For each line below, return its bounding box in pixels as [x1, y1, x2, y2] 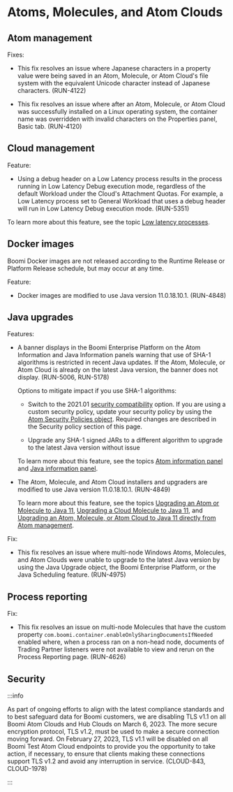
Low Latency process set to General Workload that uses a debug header [17, 196, 226, 205]
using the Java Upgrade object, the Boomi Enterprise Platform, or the [17, 563, 216, 572]
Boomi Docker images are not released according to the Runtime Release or [7, 257, 225, 265]
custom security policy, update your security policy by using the [27, 408, 213, 416]
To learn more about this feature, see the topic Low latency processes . [7, 217, 211, 226]
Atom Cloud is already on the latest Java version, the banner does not [17, 366, 218, 374]
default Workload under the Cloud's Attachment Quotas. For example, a [17, 189, 223, 198]
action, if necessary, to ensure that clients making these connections [7, 749, 205, 758]
